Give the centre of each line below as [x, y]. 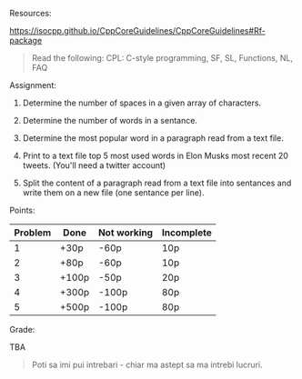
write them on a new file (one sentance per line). [113, 193]
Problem [33, 233]
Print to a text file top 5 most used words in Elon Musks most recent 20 [156, 155]
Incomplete [186, 233]
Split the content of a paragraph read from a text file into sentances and [157, 183]
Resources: [30, 13]
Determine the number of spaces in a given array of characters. [142, 103]
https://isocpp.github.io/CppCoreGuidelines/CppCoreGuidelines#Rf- [137, 30]
